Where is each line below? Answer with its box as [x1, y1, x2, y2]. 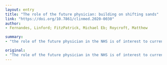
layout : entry [5, 7, 35, 12]
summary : [5, 34, 23, 39]
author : [5, 21, 21, 26]
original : [5, 48, 26, 53]
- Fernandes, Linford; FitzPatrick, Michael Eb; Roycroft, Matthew [5, 26, 148, 31]
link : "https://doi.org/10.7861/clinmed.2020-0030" [5, 16, 114, 21]
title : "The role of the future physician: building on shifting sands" [5, 12, 159, 17]
